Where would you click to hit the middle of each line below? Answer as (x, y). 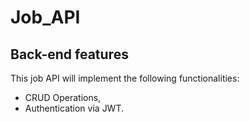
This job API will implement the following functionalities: (125, 78)
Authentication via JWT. (74, 108)
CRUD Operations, (63, 97)
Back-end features (69, 54)
